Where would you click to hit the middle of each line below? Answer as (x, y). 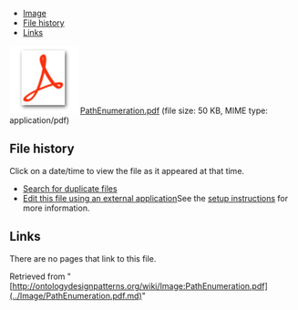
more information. (56, 208)
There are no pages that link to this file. (83, 258)
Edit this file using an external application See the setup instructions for (155, 198)
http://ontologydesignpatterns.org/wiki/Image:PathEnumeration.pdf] (140, 285)
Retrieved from (37, 276)
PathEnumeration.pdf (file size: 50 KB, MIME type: (174, 110)
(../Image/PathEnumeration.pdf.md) (76, 295)
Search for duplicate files (70, 188)
